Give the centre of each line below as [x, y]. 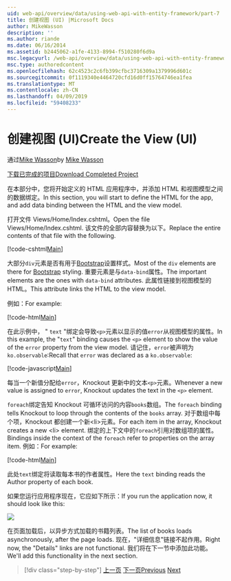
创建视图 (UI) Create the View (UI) [102, 139]
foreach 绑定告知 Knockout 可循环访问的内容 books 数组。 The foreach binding [114, 404]
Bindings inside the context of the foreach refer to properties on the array [111, 438]
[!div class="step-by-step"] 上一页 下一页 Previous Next [102, 570]
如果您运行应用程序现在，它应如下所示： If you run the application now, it [110, 496]
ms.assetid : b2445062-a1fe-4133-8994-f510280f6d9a [81, 52]
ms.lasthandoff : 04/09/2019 [47, 97]
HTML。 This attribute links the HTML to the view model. [87, 289]
